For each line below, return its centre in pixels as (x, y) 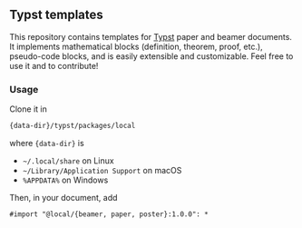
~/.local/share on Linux (68, 160)
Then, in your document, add (63, 197)
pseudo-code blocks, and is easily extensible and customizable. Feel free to (151, 56)
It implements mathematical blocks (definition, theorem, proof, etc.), (136, 46)
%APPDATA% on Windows (65, 180)
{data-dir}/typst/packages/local (73, 126)
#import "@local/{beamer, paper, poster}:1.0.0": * (109, 214)
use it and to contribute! (54, 65)
